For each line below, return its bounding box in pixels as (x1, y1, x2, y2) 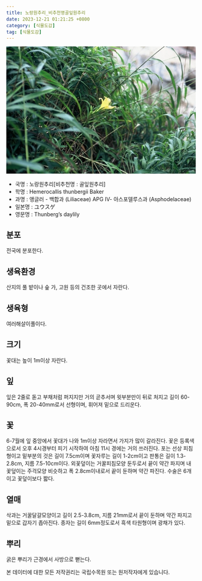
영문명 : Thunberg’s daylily (14, 210, 80, 217)
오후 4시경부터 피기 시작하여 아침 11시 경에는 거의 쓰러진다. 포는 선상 (22, 445, 182, 452)
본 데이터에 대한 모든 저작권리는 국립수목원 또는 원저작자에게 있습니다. (6, 568, 170, 576)
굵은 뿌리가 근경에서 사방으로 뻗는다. (6, 556, 91, 563)
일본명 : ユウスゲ (14, 203, 56, 210)
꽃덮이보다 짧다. (17, 475, 55, 483)
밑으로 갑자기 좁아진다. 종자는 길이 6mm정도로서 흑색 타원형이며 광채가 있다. (6, 519, 185, 527)
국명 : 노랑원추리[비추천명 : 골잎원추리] (14, 180, 106, 187)
